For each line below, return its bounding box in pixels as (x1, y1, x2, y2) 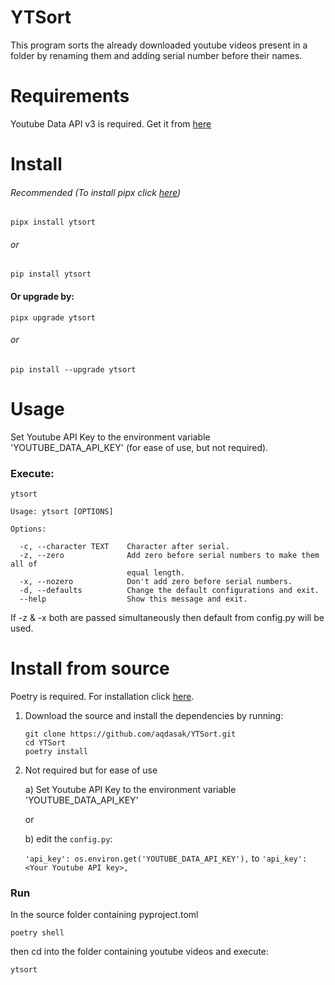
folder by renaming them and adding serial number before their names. (10, 49, 303, 61)
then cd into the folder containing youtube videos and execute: (10, 946, 270, 958)
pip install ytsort (10, 269, 92, 280)
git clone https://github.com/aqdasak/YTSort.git (24, 729, 237, 740)
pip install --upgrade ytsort (10, 364, 137, 375)
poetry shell (10, 928, 65, 938)
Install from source (10, 657, 170, 680)
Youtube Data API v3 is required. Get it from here (10, 117, 212, 130)
